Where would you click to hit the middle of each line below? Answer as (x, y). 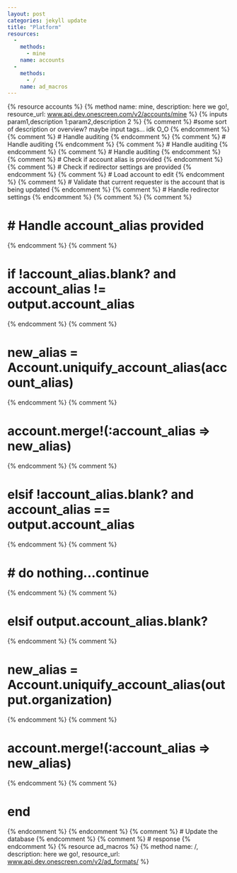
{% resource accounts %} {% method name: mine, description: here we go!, (118, 106)
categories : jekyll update (47, 21)
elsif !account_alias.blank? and (101, 495)
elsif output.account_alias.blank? (108, 621)
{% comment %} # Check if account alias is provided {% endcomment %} (115, 160)
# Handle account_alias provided (106, 226)
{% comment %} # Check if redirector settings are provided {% (100, 167)
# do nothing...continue (78, 573)
